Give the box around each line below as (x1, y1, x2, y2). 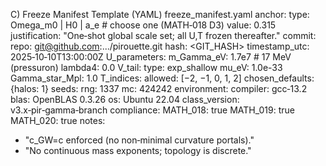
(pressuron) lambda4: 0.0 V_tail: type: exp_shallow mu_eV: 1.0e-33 (10, 62, 283, 73)
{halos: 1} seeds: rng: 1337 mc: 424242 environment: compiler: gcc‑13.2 (10, 83, 308, 94)
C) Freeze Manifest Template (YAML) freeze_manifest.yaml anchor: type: (10, 9, 310, 20)
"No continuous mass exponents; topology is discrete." (24, 145, 252, 156)
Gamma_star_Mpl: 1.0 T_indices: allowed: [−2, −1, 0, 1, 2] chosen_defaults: (10, 72, 315, 84)
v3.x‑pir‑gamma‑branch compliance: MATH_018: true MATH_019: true (10, 104, 295, 116)
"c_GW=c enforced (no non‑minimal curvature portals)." (24, 134, 255, 146)
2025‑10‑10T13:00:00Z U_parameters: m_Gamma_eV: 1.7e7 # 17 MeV (10, 51, 292, 63)
